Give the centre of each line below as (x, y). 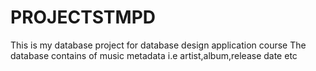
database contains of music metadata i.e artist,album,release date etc (154, 55)
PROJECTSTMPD (83, 17)
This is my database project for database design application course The (158, 45)
